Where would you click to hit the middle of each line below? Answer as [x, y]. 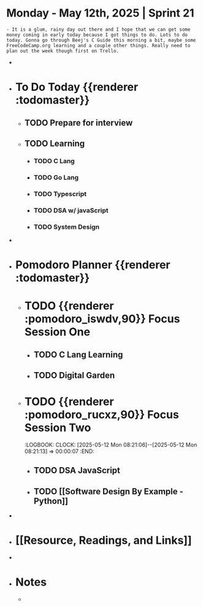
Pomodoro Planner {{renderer [93, 265]
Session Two [58, 428]
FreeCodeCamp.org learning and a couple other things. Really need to [98, 45]
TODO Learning [55, 143]
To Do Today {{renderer [77, 87]
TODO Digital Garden [74, 376]
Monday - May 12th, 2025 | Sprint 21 [100, 13]
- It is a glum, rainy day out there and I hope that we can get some [98, 29]
